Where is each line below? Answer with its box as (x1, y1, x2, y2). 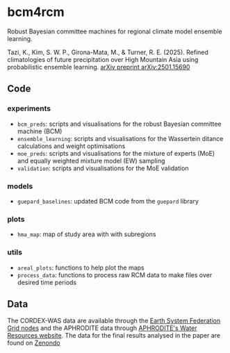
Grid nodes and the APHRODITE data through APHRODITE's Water (7, 324, 197, 332)
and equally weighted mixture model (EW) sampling (17, 156, 165, 165)
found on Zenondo (7, 338, 60, 347)
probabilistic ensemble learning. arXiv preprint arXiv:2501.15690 (7, 63, 190, 71)
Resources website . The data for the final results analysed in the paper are (7, 331, 221, 340)
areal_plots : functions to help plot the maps (17, 263, 145, 272)
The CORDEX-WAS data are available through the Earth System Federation (7, 317, 221, 325)
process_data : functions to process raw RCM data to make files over (17, 270, 213, 279)
